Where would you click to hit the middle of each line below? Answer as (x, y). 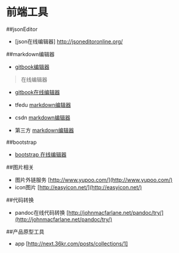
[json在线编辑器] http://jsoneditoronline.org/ (69, 41)
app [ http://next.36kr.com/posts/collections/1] (71, 243)
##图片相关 (20, 167)
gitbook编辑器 (32, 67)
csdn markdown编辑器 (42, 118)
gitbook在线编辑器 (37, 92)
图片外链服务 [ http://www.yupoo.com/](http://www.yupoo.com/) (94, 180)
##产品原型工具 (25, 232)
